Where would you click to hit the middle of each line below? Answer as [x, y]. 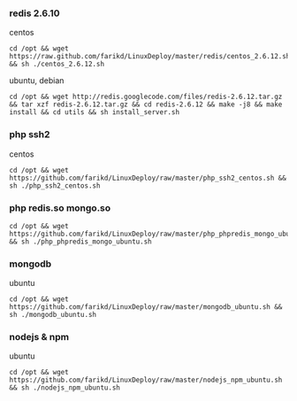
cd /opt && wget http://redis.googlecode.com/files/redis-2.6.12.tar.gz [146, 97]
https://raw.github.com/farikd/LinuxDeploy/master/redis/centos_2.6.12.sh [150, 57]
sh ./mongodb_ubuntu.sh [53, 315]
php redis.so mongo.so [60, 208]
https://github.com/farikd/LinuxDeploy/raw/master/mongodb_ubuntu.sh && [146, 307]
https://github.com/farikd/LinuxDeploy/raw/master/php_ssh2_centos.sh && [148, 178]
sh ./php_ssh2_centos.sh [55, 185]
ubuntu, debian [37, 81]
